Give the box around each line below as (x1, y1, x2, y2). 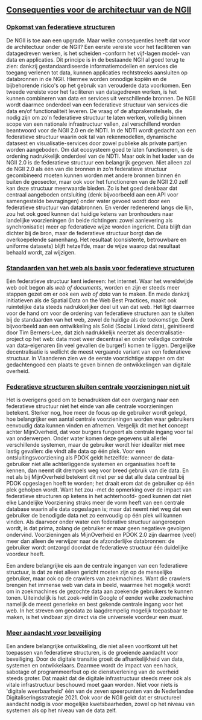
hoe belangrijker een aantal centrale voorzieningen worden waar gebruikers (6, 415, 195, 423)
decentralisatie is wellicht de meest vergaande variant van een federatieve (6, 348, 191, 355)
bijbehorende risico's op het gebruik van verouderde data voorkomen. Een (6, 82, 191, 89)
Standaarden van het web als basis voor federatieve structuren (6, 264, 195, 272)
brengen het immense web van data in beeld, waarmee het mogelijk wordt (6, 582, 191, 589)
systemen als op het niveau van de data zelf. (6, 707, 117, 714)
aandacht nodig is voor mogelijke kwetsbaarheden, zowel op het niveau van (6, 700, 195, 707)
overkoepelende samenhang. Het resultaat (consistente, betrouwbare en (6, 236, 187, 243)
